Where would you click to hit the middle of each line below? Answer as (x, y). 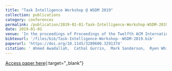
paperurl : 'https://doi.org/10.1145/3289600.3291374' (64, 44)
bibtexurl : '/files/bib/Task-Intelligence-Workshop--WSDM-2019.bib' (80, 39)
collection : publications (33, 15)
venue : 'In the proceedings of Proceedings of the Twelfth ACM (74, 34)
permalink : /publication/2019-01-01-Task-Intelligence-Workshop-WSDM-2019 (87, 24)
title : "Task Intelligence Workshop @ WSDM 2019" (59, 10)
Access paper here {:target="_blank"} (45, 63)
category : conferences (29, 20)
